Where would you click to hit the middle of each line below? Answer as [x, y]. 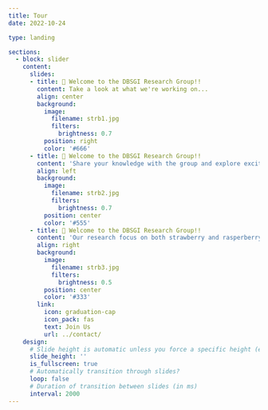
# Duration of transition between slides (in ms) [113, 386]
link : [46, 305]
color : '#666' [67, 149]
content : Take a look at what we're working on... [123, 89]
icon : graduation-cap [79, 312]
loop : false [49, 379]
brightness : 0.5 [85, 282]
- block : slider [42, 60]
